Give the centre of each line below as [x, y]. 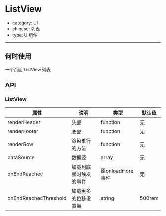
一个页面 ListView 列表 [28, 69]
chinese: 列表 [26, 29]
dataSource [21, 158]
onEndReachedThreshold [37, 198]
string [107, 198]
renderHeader [24, 122]
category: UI [25, 23]
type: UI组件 [25, 35]
